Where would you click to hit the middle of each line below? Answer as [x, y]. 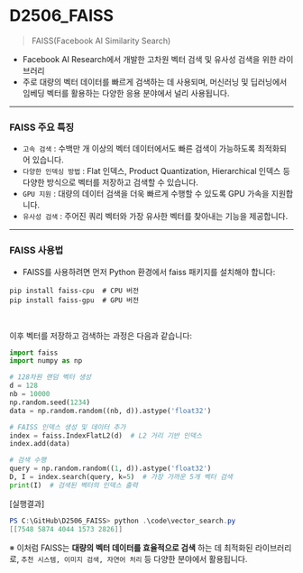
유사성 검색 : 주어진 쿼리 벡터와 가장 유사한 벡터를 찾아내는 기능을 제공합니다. [155, 217]
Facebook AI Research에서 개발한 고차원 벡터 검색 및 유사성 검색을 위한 [149, 59]
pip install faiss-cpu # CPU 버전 [74, 291]
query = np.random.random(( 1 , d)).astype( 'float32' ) [110, 469]
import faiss [34, 353]
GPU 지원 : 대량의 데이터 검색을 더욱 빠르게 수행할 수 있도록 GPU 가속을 [146, 194]
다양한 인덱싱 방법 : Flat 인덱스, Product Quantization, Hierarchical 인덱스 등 [156, 171]
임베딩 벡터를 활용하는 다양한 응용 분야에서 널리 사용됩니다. [126, 93]
